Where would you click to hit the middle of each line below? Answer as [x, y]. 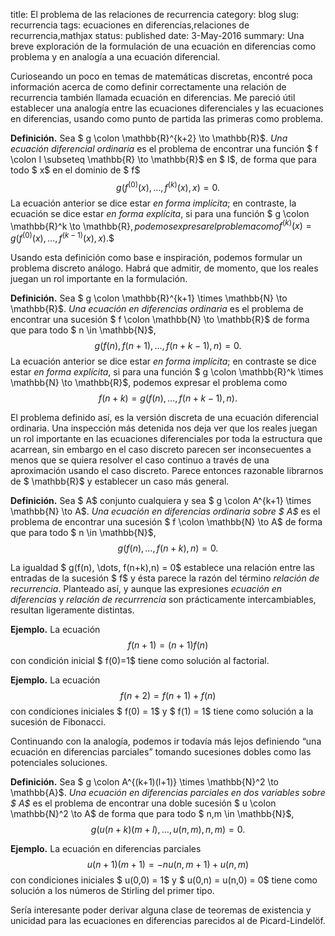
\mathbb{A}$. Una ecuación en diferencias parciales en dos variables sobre [168, 792]
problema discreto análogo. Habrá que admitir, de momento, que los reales [164, 268]
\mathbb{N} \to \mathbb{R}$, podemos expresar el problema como [149, 382]
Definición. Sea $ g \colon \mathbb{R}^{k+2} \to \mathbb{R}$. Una [149, 138]
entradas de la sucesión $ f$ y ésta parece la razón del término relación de [165, 578]
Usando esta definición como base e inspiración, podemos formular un [156, 257]
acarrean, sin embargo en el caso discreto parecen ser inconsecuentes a [161, 449]
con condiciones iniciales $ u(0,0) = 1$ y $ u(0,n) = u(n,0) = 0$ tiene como [164, 880]
